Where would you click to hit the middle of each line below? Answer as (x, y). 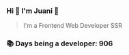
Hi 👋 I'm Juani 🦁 (33, 11)
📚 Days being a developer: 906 (60, 43)
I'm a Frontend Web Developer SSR (72, 26)
